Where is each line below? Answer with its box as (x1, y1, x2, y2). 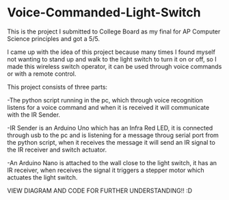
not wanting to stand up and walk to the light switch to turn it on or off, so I (7, 55, 217, 63)
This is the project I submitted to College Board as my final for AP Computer (7, 27, 221, 35)
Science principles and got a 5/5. (7, 34, 100, 42)
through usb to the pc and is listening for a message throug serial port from (7, 131, 219, 139)
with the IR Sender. (7, 111, 60, 119)
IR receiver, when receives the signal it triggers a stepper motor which (7, 166, 204, 174)
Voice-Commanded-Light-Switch (7, 5, 202, 20)
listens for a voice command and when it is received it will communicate (7, 103, 210, 111)
